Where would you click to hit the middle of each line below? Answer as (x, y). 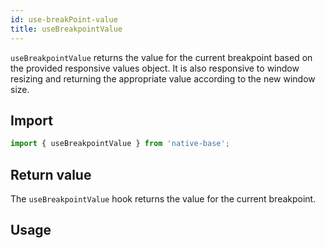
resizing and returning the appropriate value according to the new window (163, 78)
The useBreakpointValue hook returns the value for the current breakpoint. (163, 199)
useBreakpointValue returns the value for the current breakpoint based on (161, 57)
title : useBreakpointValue (66, 29)
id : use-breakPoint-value (64, 19)
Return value (51, 174)
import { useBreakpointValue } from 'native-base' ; (120, 144)
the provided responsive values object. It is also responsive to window (155, 68)
